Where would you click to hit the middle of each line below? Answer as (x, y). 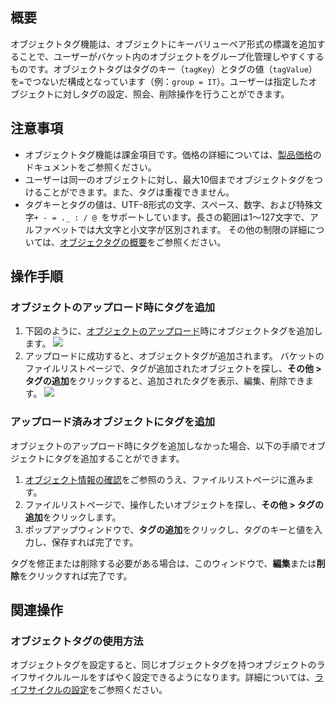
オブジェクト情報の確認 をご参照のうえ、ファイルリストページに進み (165, 479)
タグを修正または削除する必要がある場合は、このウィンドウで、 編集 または (163, 563)
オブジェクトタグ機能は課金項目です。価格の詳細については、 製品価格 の (173, 154)
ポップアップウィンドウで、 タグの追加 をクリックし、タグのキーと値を (169, 529)
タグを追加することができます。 (119, 458)
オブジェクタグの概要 (103, 242)
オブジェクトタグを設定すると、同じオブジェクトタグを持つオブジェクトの (163, 665)
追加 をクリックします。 (73, 517)
